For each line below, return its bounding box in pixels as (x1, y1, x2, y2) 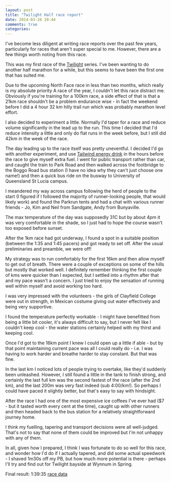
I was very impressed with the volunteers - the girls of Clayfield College (5, 293, 156, 299)
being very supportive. (5, 304, 53, 310)
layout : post (5, 7, 33, 13)
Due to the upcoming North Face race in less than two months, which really (5, 82, 164, 89)
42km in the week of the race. (5, 136, 68, 142)
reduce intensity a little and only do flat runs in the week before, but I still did (5, 130, 166, 136)
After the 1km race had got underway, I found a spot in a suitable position (5, 235, 159, 241)
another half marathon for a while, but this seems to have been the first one (5, 67, 164, 73)
